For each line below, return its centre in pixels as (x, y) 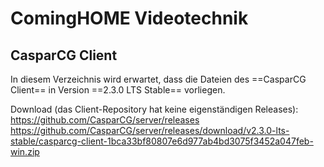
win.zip (25, 151)
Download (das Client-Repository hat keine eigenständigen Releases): (154, 109)
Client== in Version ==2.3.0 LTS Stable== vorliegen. (118, 90)
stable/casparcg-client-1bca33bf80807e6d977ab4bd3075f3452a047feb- (162, 141)
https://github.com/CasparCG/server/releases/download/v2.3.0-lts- (150, 130)
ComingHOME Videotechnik (129, 18)
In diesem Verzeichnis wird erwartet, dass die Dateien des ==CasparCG (158, 79)
